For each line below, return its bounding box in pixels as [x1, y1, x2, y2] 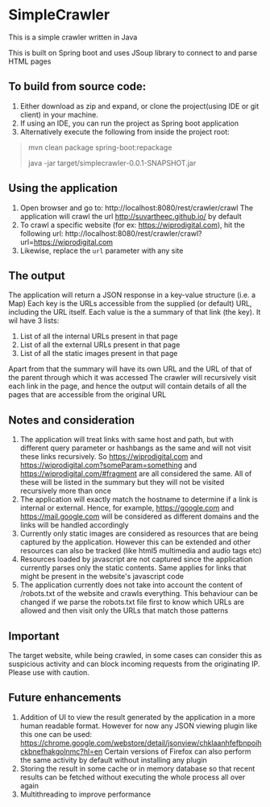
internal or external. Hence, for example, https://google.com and [19, 503, 235, 513]
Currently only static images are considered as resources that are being [19, 529, 259, 539]
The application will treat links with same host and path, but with [19, 435, 234, 445]
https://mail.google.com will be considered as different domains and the [19, 511, 260, 521]
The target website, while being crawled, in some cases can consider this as [8, 651, 262, 660]
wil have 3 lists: [8, 316, 60, 325]
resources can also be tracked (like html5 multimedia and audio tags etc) [19, 546, 262, 556]
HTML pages [8, 56, 52, 66]
